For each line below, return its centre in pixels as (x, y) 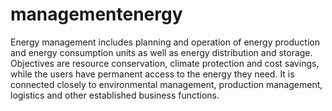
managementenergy (96, 14)
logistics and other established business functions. (115, 95)
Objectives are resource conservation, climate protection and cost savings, (165, 63)
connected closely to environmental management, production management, (166, 84)
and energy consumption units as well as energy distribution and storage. (161, 52)
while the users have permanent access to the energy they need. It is (152, 74)
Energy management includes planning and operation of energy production (165, 42)
